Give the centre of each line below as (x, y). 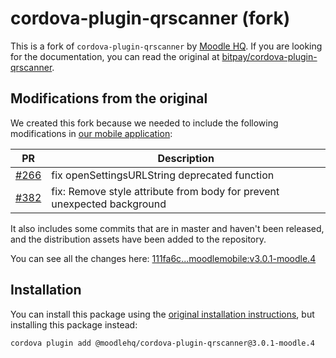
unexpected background (109, 204)
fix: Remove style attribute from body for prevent (165, 191)
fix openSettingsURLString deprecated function (163, 175)
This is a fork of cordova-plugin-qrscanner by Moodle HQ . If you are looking (166, 46)
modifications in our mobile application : (91, 133)
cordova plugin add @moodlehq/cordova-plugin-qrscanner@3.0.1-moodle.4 (162, 343)
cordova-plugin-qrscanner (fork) (150, 18)
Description (186, 158)
